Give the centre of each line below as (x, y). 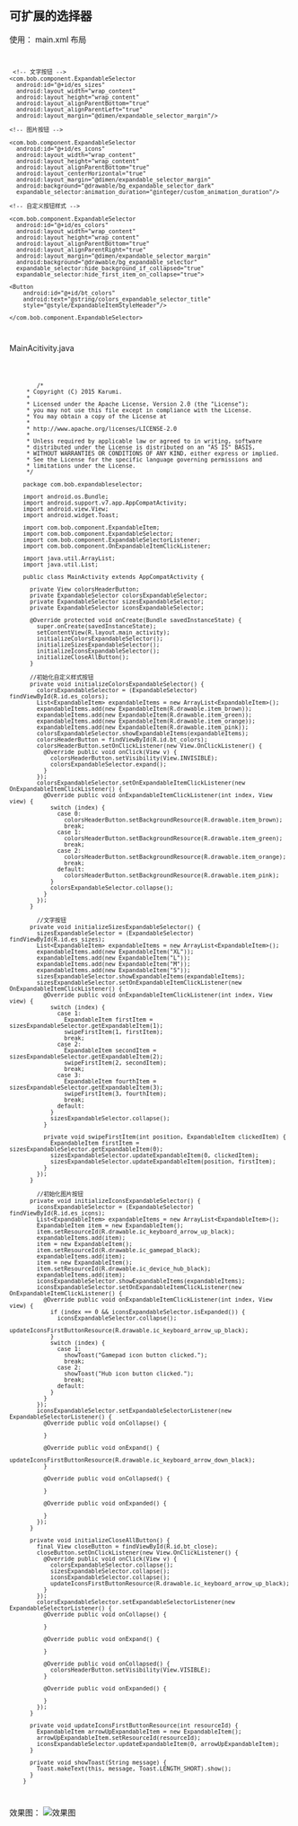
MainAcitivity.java (42, 347)
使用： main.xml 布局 (48, 40)
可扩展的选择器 (51, 16)
